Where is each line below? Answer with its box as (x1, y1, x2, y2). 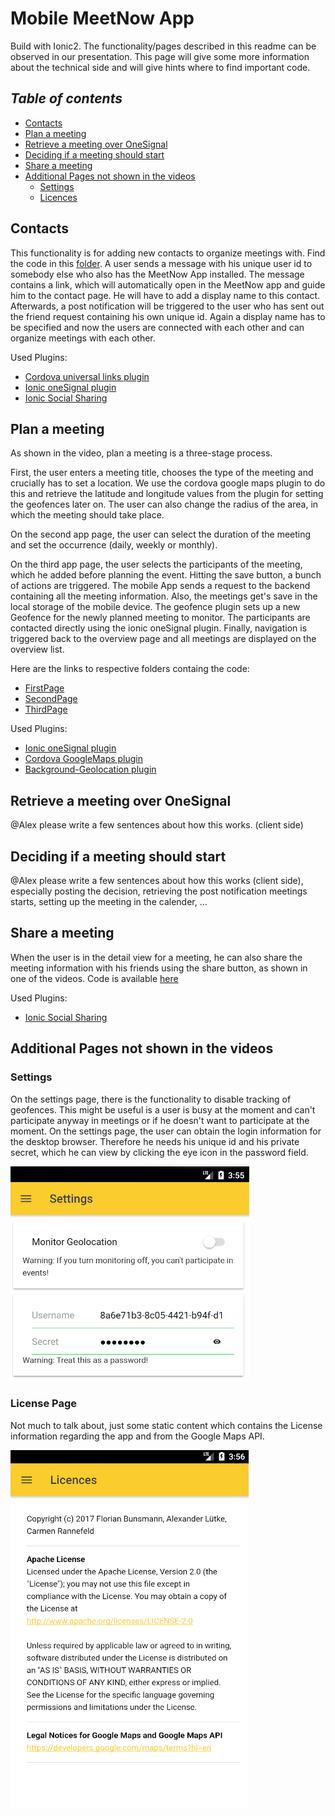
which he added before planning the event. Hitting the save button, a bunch (10, 569, 322, 581)
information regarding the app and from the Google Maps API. (10, 1430, 265, 1442)
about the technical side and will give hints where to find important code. (10, 61, 311, 73)
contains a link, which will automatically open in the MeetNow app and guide (10, 278, 326, 291)
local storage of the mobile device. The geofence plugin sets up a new (10, 601, 301, 613)
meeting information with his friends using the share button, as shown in (10, 962, 308, 974)
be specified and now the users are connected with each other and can (10, 321, 305, 333)
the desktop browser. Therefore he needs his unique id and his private (10, 1135, 300, 1147)
